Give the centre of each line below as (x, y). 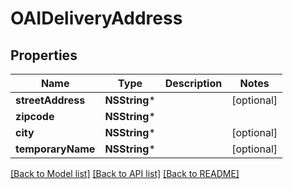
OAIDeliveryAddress (96, 18)
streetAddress (50, 100)
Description (193, 83)
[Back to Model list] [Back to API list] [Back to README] (125, 173)
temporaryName (55, 149)
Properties (44, 55)
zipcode (35, 116)
